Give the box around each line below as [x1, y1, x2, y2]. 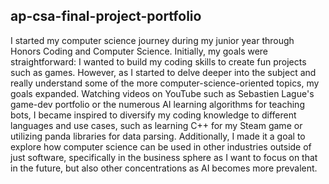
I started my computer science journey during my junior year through [10, 34, 295, 46]
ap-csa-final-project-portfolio [10, 8, 202, 25]
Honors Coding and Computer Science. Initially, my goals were [10, 45, 269, 57]
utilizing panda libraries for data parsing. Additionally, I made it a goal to [10, 130, 306, 142]
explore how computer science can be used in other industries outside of [10, 140, 312, 153]
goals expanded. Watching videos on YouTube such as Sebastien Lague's [10, 87, 315, 99]
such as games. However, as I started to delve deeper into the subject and [10, 66, 317, 78]
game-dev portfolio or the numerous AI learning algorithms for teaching [10, 98, 305, 110]
